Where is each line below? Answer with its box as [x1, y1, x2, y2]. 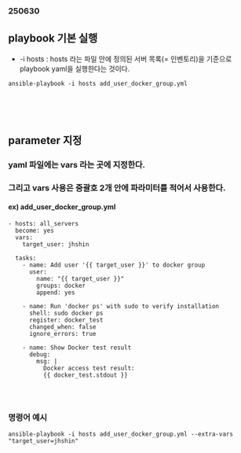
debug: [28, 351, 51, 359]
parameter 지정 [8, 134, 82, 147]
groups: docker [36, 282, 86, 290]
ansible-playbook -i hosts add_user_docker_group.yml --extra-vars [8, 430, 234, 438]
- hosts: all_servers [8, 220, 79, 228]
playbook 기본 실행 [8, 31, 98, 45]
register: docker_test [28, 316, 104, 324]
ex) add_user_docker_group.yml [8, 202, 116, 212]
